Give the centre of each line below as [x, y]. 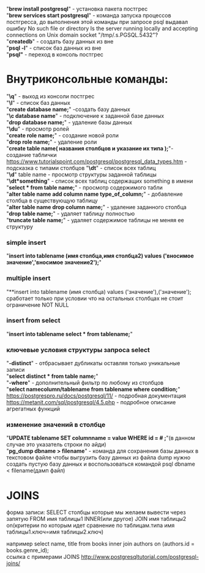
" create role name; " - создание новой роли [63, 135]
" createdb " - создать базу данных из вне [60, 41]
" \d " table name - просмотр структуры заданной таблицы [82, 174]
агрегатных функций [33, 409]
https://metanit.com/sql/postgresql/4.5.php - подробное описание [91, 402]
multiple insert [28, 279]
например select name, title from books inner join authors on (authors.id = [100, 544]
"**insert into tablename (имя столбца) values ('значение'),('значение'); [99, 291]
